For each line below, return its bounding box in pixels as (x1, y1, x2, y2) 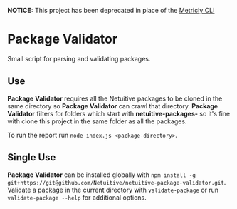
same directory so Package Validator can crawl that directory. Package (7, 101, 218, 110)
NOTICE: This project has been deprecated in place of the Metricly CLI (7, 6, 215, 14)
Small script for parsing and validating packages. (7, 54, 151, 63)
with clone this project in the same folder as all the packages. (7, 117, 187, 126)
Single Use (7, 151, 56, 163)
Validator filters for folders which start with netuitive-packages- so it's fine (7, 109, 231, 118)
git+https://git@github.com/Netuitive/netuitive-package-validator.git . (7, 178, 226, 186)
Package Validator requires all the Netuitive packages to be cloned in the (7, 94, 223, 103)
